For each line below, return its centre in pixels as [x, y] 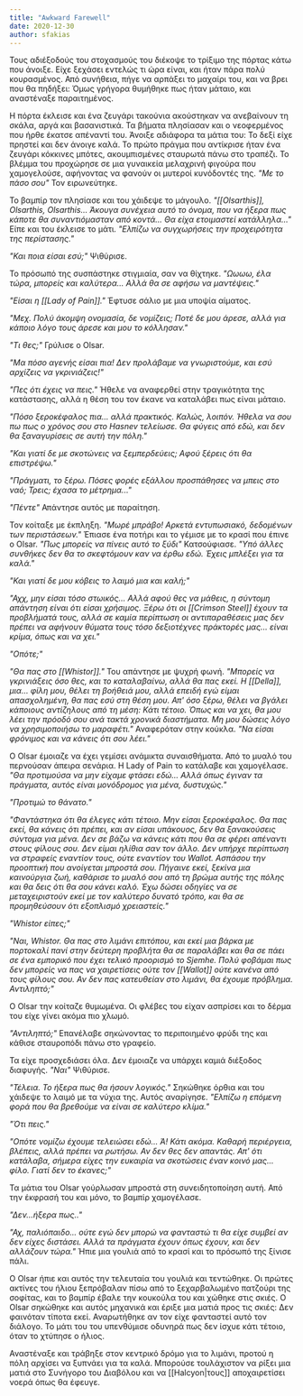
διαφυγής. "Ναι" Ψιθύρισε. [60, 1070]
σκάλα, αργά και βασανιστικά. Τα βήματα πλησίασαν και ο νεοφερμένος [147, 125]
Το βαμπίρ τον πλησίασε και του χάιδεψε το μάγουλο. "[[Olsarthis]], [137, 200]
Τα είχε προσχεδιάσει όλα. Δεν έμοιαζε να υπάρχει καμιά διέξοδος [136, 1061]
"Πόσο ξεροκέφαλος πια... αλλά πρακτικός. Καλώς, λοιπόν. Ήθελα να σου [151, 417]
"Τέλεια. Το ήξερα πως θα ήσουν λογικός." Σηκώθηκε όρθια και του [137, 1088]
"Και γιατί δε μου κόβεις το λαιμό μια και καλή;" [100, 581]
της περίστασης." [42, 239]
